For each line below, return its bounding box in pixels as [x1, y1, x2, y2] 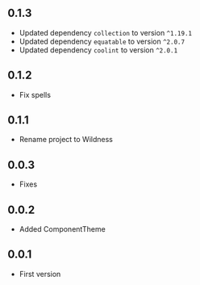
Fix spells [19, 90, 52, 99]
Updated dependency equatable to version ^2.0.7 [19, 36, 185, 46]
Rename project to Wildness [19, 135, 114, 145]
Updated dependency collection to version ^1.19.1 [19, 27, 193, 37]
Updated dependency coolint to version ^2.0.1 [19, 44, 178, 55]
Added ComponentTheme [19, 224, 106, 234]
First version [19, 269, 61, 279]
